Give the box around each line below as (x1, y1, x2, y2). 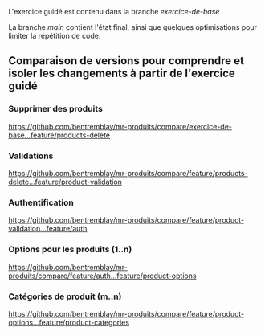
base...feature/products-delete (8, 130, 111, 140)
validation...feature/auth (8, 224, 88, 234)
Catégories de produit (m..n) (8, 291, 122, 302)
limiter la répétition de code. (8, 31, 101, 40)
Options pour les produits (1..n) (8, 244, 132, 255)
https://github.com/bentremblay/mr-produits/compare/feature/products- (8, 168, 248, 178)
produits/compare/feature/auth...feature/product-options (8, 271, 197, 280)
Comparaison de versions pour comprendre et (8, 54, 245, 67)
